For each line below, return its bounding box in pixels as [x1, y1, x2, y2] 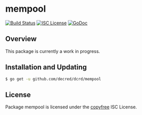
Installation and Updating [5, 63, 87, 72]
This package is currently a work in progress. [5, 48, 100, 54]
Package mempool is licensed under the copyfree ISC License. [5, 104, 137, 110]
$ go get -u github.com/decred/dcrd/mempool [5, 76, 101, 81]
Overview [5, 35, 37, 43]
